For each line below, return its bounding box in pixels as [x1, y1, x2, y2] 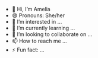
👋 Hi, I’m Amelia [11, 6, 50, 12]
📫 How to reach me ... [11, 37, 67, 44]
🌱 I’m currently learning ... [11, 24, 75, 31]
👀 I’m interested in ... [11, 18, 62, 25]
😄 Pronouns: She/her [11, 12, 65, 19]
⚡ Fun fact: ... [11, 46, 45, 53]
